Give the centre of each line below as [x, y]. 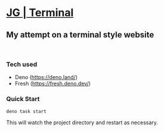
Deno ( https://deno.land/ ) [46, 77]
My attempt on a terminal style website [80, 35]
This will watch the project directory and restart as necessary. [82, 122]
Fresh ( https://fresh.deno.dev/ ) [53, 84]
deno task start [26, 111]
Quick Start [23, 99]
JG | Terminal [40, 13]
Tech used [22, 64]
